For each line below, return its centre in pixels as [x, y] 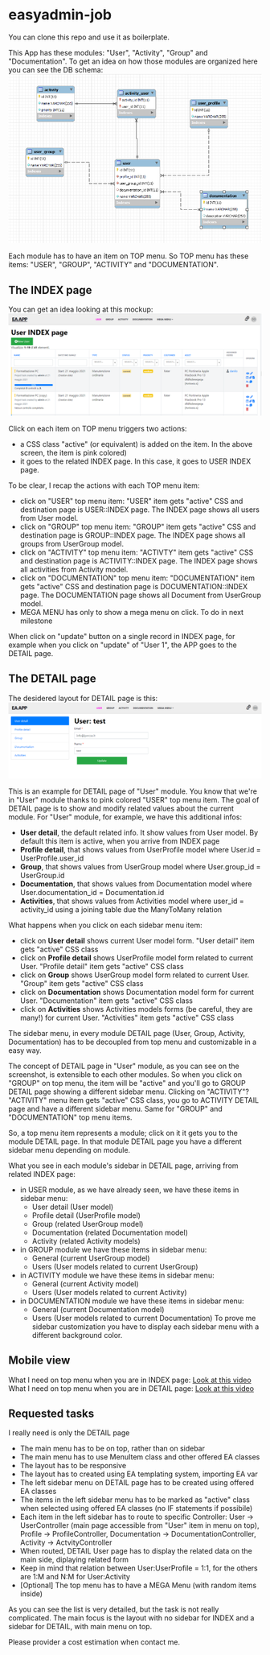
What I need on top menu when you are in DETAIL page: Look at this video [131, 1388]
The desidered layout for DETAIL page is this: [83, 698]
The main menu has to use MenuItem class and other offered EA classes [140, 1457]
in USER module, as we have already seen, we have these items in [129, 1190]
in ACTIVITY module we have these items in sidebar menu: [117, 1275]
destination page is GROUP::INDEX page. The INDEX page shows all [133, 535]
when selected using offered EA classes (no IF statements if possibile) [136, 1508]
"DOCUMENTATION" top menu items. [70, 1117]
